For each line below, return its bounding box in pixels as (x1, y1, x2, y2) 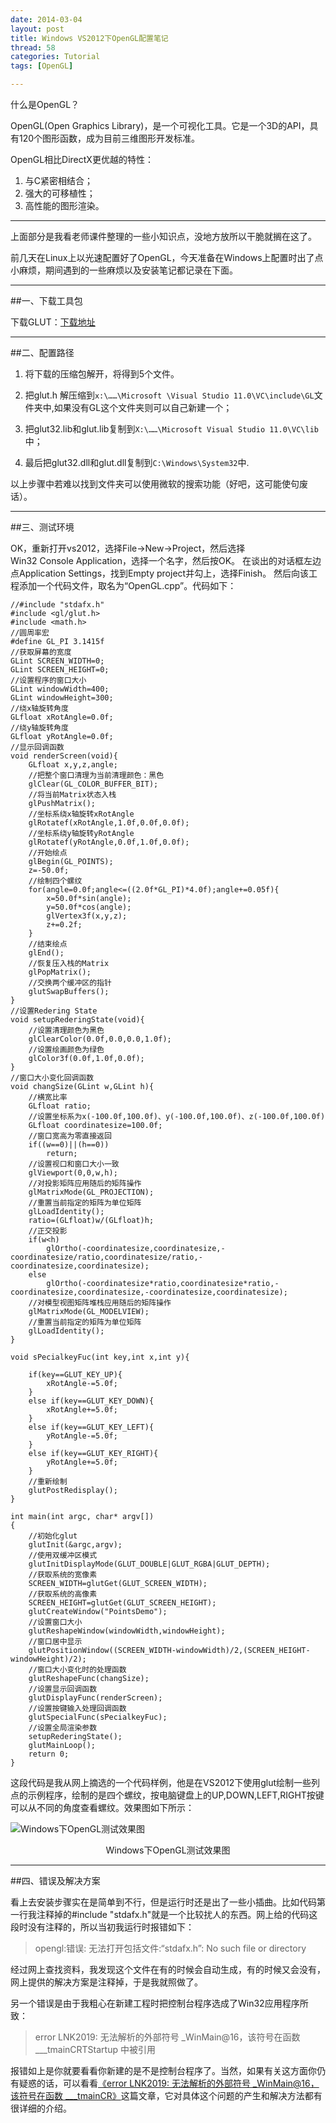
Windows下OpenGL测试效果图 (105, 1844, 231, 1856)
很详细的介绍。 (10, 2102, 72, 2114)
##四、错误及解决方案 (10, 1875, 101, 1886)
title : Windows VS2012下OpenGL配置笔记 (10, 33, 169, 43)
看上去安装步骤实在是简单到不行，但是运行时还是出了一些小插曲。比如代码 (10, 1896, 317, 1908)
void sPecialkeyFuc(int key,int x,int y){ (10, 1352, 190, 1362)
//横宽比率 (28, 1092, 68, 1102)
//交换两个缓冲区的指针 (28, 978, 112, 988)
